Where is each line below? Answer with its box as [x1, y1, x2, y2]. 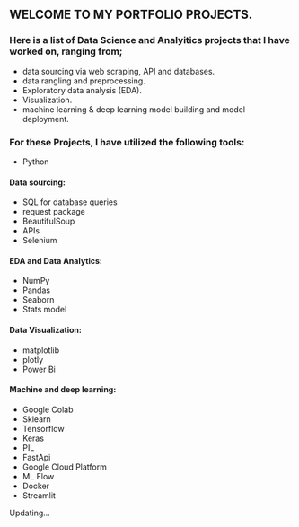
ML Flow [22, 470, 55, 481]
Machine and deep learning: [9, 384, 117, 395]
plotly [22, 354, 44, 365]
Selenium [22, 235, 57, 246]
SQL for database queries [22, 197, 119, 207]
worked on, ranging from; [9, 45, 123, 57]
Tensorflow [22, 423, 65, 434]
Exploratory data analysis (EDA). [22, 84, 142, 95]
